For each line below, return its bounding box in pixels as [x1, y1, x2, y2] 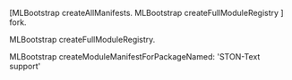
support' [9, 61, 41, 71]
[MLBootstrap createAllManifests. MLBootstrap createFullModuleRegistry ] [9, 8, 284, 18]
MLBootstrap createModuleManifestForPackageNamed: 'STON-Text [9, 52, 261, 61]
